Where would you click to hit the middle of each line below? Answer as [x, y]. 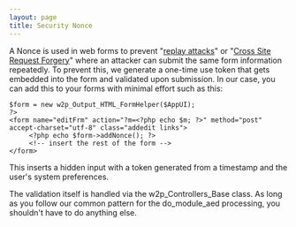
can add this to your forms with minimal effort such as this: [116, 88]
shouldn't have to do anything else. [73, 212]
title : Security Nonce [51, 26]
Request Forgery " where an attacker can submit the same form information [146, 60]
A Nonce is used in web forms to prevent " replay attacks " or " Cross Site [140, 50]
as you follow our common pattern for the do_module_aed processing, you [145, 203]
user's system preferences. [59, 177]
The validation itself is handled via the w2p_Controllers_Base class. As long [146, 193]
